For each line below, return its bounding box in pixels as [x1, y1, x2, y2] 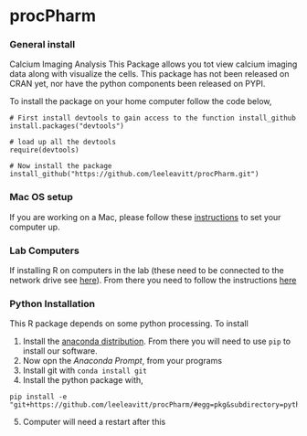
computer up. [9, 221, 61, 232]
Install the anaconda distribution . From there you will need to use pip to [22, 335, 291, 347]
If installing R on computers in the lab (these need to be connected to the [9, 265, 285, 276]
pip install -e [9, 392, 68, 402]
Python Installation [9, 298, 96, 310]
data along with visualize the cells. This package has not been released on [9, 69, 290, 80]
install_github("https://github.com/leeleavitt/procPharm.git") [9, 170, 259, 179]
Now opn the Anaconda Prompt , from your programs [22, 356, 222, 367]
